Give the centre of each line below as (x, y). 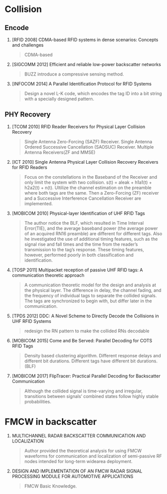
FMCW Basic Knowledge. (50, 486)
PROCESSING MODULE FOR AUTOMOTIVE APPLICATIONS (72, 476)
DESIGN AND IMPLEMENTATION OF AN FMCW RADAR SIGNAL (77, 471)
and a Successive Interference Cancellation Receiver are (83, 198)
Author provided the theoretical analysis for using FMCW (83, 450)
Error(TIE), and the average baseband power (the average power (91, 228)
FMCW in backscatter (51, 422)
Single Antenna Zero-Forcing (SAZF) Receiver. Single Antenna (88, 142)
